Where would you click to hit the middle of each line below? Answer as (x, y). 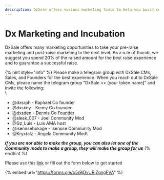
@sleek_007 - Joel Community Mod (48, 118)
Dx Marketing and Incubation (65, 33)
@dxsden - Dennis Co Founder (43, 113)
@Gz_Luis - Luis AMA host (39, 123)
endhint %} (16, 153)
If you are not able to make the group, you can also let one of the (72, 143)
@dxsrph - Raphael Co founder (43, 102)
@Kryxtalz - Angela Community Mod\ (50, 133)
